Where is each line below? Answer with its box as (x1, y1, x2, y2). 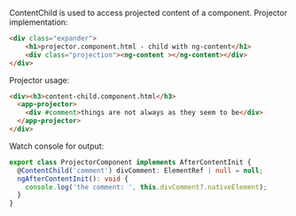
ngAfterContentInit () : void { (17, 174, 129, 183)
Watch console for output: (9, 141, 105, 151)
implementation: (9, 17, 68, 27)
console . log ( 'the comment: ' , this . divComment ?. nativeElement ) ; (25, 182, 268, 191)
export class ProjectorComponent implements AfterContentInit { (9, 158, 252, 166)
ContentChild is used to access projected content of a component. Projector (9, 8, 288, 18)
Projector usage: (9, 74, 70, 85)
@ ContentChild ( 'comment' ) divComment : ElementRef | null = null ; (17, 166, 264, 175)
